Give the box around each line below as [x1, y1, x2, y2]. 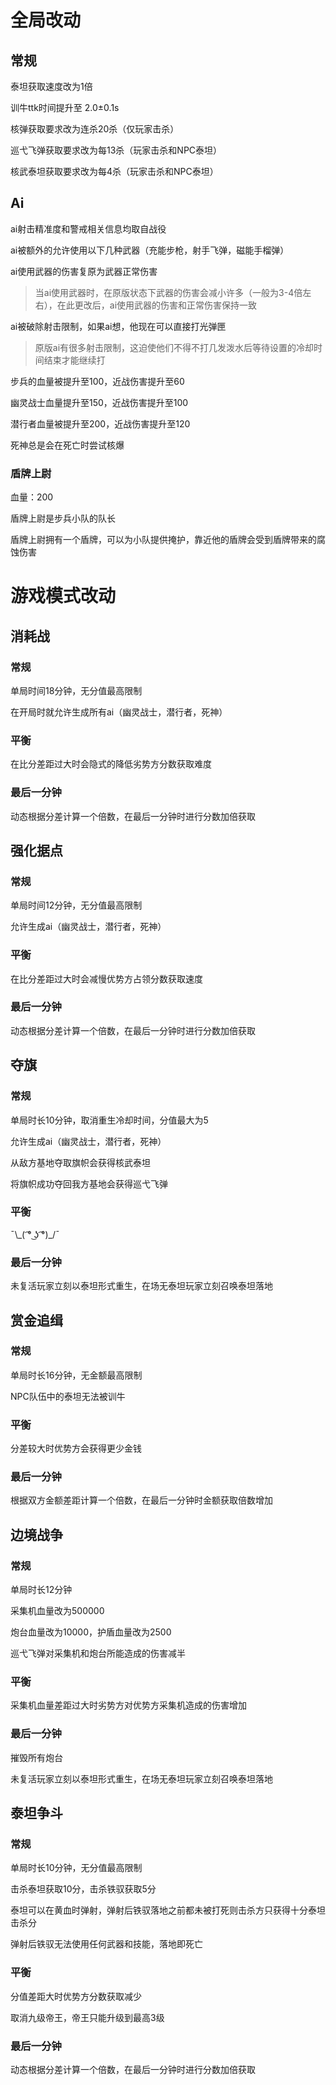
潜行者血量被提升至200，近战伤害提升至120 [10, 417, 191, 430]
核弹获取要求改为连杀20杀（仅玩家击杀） [10, 123, 180, 135]
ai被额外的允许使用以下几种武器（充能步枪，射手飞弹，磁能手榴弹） [10, 244, 290, 256]
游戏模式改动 [10, 585, 117, 608]
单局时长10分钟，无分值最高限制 [10, 1862, 143, 1874]
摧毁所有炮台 [10, 1751, 63, 1763]
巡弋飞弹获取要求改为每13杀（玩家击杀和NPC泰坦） [10, 144, 223, 156]
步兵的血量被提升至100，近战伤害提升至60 [10, 375, 185, 387]
